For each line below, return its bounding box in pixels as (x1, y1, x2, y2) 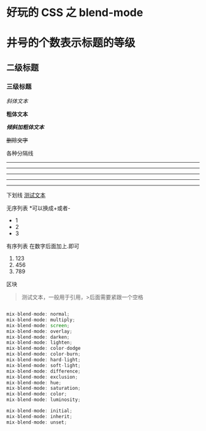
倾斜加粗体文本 (6, 123, 44, 131)
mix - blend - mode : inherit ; (6, 413, 72, 419)
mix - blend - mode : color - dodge (6, 345, 81, 352)
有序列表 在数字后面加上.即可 (6, 243, 80, 250)
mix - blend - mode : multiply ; (6, 317, 75, 323)
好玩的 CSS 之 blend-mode (6, 6, 143, 20)
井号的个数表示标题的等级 (6, 36, 136, 50)
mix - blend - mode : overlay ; (6, 328, 72, 335)
